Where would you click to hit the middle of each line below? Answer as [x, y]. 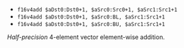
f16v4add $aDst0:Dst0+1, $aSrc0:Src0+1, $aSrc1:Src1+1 [97, 10]
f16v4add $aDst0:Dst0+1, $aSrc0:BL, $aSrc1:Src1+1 [91, 17]
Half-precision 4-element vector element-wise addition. [86, 37]
